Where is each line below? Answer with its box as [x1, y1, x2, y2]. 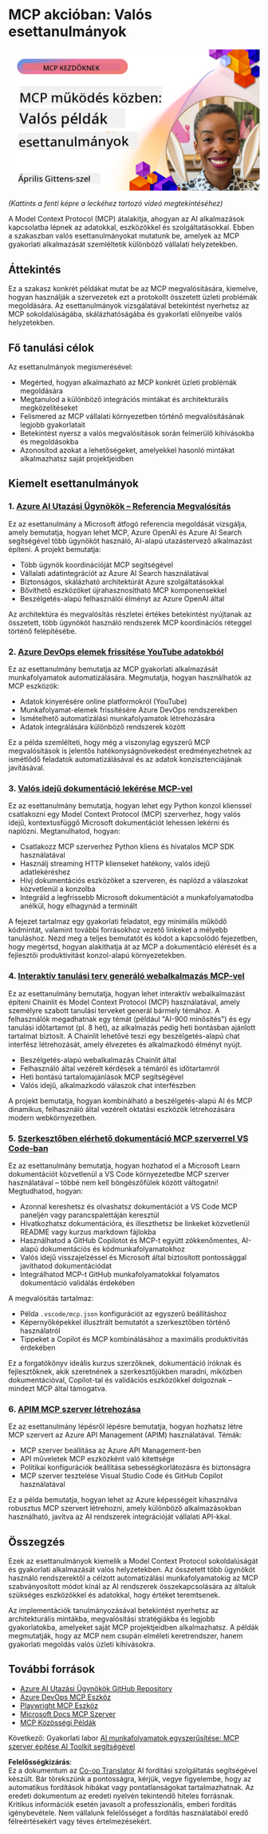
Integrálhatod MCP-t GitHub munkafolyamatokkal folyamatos [19, 1269, 220, 1279]
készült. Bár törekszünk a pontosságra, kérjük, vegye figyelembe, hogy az [8, 1773, 251, 1784]
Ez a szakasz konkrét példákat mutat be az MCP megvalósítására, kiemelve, [8, 284, 258, 294]
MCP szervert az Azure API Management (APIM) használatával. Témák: [8, 1430, 242, 1440]
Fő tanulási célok [8, 341, 94, 354]
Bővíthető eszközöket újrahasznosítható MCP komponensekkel [19, 585, 227, 595]
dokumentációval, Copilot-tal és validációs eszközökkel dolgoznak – [8, 1375, 233, 1385]
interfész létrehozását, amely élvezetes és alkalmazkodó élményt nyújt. [8, 1039, 242, 1049]
